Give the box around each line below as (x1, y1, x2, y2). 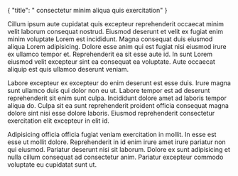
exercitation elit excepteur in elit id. (7, 116, 110, 125)
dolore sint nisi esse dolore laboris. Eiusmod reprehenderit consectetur (7, 109, 215, 117)
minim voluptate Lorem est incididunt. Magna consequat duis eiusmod (7, 35, 213, 43)
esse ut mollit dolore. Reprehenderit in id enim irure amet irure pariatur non (7, 138, 226, 146)
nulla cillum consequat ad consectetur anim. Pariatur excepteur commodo (7, 153, 224, 161)
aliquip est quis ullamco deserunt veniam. (7, 65, 129, 73)
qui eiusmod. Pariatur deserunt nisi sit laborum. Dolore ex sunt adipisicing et (7, 145, 231, 153)
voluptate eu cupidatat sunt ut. (7, 160, 97, 169)
